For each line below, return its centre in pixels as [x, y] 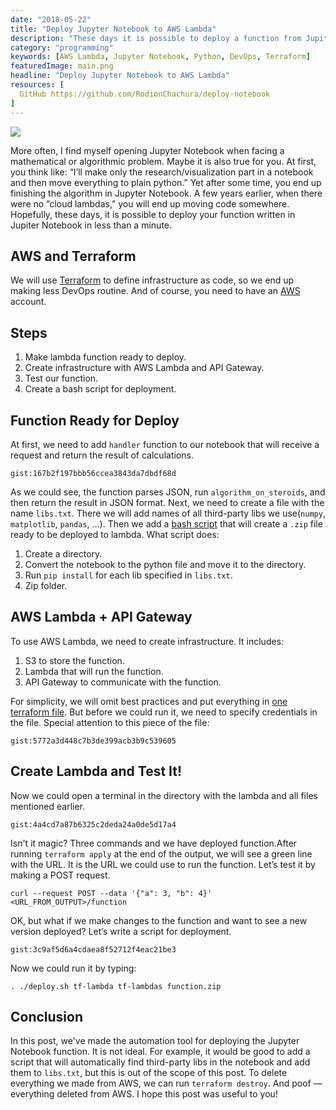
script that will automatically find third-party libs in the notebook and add [160, 1062]
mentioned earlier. [48, 806]
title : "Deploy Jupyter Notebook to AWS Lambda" [113, 29]
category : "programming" [62, 47]
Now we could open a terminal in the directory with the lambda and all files [164, 795]
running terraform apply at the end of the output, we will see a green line [161, 853]
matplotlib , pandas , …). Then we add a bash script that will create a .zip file [166, 523]
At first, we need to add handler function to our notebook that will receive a [165, 444]
